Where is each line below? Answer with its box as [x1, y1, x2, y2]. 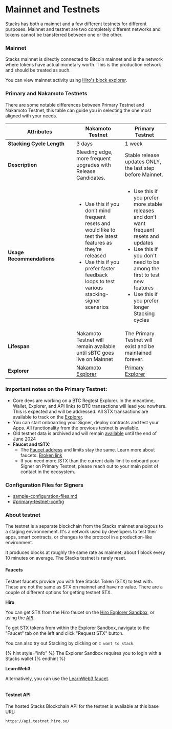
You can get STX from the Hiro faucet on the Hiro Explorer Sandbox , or [5, 609, 155, 615]
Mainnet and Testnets [5, 4, 100, 15]
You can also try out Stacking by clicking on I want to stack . [5, 640, 135, 646]
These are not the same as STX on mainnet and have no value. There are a [5, 583, 163, 590]
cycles [133, 316, 149, 323]
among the [133, 265, 160, 272]
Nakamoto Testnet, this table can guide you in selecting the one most [5, 107, 152, 113]
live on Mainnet [76, 355, 114, 362]
